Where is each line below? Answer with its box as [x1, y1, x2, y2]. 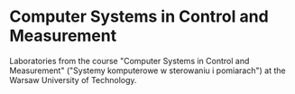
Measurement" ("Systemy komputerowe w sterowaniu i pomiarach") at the [9, 65, 286, 76]
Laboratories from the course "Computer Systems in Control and [9, 55, 250, 66]
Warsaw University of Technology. [9, 74, 137, 85]
